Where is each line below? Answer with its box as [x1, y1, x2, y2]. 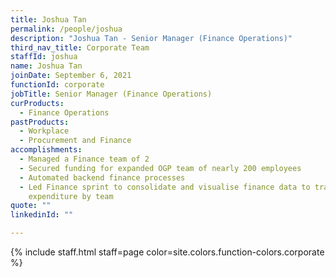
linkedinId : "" [10, 210, 74, 220]
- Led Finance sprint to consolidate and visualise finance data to [19, 182, 311, 192]
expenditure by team [28, 191, 114, 201]
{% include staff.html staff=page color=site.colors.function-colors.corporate [10, 246, 325, 258]
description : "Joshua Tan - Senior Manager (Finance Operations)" [10, 33, 293, 43]
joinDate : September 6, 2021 [10, 71, 132, 81]
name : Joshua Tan [10, 61, 83, 71]
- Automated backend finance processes [19, 172, 186, 183]
